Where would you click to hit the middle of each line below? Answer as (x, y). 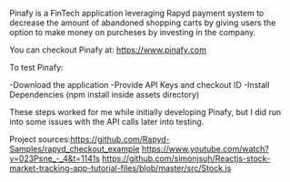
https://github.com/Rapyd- (120, 139)
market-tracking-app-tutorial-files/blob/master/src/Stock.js (120, 168)
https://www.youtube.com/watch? (205, 149)
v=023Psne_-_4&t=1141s (55, 158)
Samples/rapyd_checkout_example (75, 149)
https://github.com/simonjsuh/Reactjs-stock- (186, 158)
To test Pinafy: (36, 67)
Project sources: (40, 139)
